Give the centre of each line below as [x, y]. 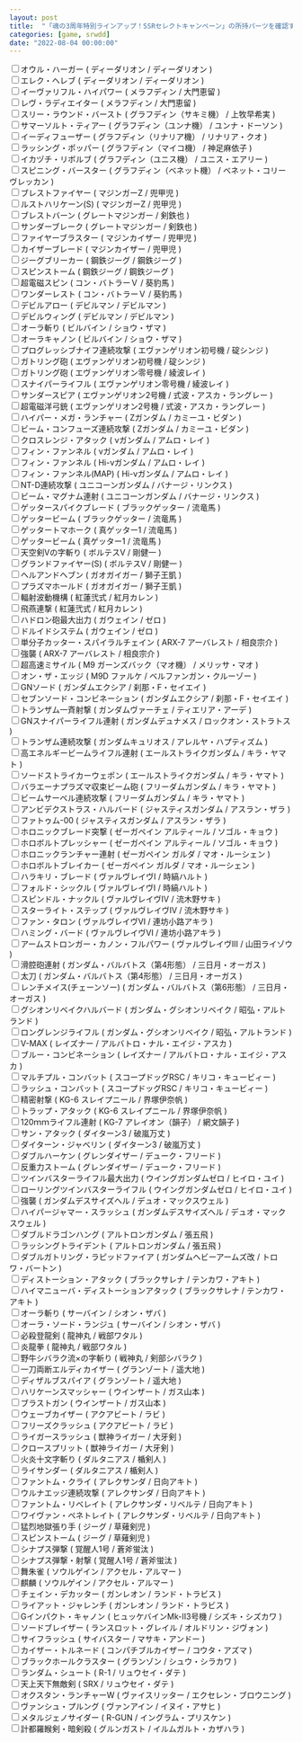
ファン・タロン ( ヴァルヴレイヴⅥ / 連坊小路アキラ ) [117, 921]
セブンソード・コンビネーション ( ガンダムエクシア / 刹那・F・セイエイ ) [155, 698]
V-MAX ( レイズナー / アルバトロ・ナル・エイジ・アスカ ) [127, 1044]
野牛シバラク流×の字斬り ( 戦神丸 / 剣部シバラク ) [112, 1358]
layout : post [34, 18]
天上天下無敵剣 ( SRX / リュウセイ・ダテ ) [98, 1684]
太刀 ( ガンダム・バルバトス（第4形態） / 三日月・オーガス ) [132, 976]
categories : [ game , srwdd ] [60, 34]
